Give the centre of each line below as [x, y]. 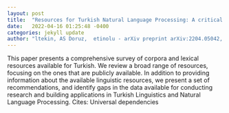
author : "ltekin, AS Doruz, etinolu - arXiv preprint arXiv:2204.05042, [115, 39]
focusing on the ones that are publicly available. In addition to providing [108, 73]
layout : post [26, 13]
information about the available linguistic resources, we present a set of [108, 80]
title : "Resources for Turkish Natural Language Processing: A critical [115, 20]
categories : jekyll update [46, 33]
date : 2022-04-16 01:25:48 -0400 [58, 26]
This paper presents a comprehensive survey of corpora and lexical [103, 58]
